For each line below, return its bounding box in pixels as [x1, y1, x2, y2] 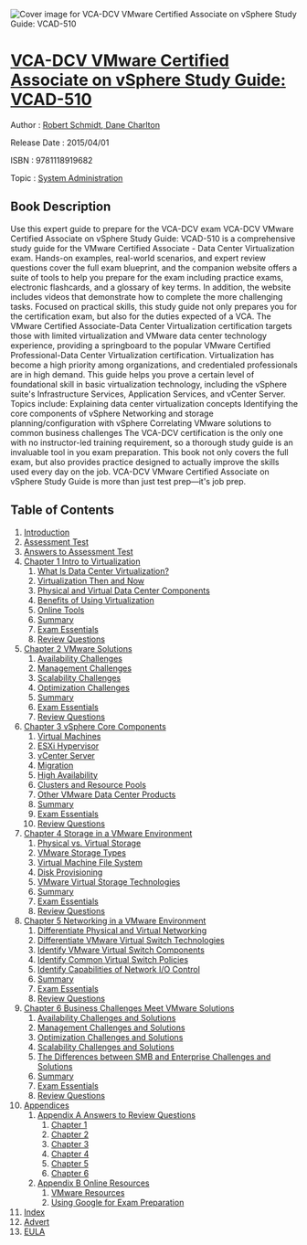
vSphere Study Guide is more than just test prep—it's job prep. [10, 475, 247, 486]
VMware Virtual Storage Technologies [37, 876, 181, 887]
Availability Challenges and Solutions [37, 1012, 176, 1023]
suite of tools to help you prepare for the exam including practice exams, [10, 271, 284, 282]
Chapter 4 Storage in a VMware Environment [23, 827, 193, 838]
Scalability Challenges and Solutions [37, 1041, 175, 1052]
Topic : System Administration [10, 172, 123, 183]
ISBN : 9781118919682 [10, 154, 93, 165]
